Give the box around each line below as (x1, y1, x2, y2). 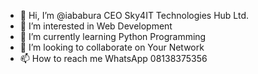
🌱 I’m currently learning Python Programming (19, 31, 207, 42)
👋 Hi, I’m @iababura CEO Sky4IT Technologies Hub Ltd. (19, 10, 250, 21)
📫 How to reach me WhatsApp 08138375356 (19, 53, 208, 64)
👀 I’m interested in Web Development (19, 20, 173, 32)
